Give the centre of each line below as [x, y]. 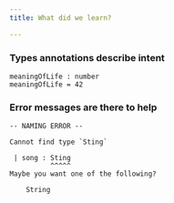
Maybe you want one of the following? [83, 174]
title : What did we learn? [61, 18]
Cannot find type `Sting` [58, 142]
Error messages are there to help [83, 107]
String [38, 190]
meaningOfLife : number [55, 76]
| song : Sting [42, 158]
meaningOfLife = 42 [46, 84]
